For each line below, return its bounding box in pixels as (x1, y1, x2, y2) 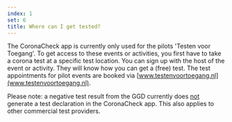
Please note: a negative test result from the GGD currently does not (7, 92, 200, 101)
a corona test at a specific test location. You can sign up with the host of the (7, 57, 225, 65)
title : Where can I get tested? (7, 23, 101, 30)
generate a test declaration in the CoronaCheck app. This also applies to (7, 100, 214, 108)
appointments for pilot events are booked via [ (7, 71, 140, 80)
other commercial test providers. (7, 107, 101, 115)
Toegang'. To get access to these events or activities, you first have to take (7, 49, 222, 58)
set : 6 (7, 17, 26, 24)
